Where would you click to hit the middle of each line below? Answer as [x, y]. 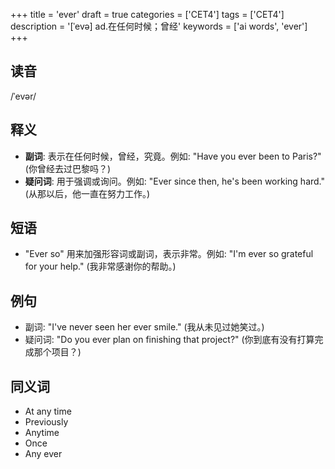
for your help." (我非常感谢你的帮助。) [100, 266]
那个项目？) [57, 352]
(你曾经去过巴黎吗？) [68, 168]
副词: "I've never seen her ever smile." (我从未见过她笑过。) [144, 327]
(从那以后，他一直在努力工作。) [87, 193]
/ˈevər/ [23, 96]
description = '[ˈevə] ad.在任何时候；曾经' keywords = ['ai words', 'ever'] [159, 26]
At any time [48, 411]
